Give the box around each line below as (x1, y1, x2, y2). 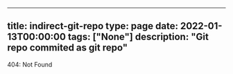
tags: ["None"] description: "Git (67, 31, 209, 43)
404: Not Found (7, 60, 53, 68)
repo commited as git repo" (7, 42, 128, 54)
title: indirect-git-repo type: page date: (7, 20, 179, 32)
